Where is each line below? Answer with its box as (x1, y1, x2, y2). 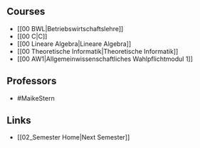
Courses (6, 6, 46, 18)
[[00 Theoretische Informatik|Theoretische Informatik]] (16, 47, 179, 55)
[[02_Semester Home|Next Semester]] (16, 133, 130, 142)
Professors (6, 75, 57, 87)
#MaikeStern (16, 93, 55, 102)
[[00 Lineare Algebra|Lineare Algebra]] (16, 39, 132, 48)
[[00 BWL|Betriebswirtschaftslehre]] (16, 24, 124, 33)
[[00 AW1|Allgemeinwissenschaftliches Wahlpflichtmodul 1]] (16, 55, 194, 63)
